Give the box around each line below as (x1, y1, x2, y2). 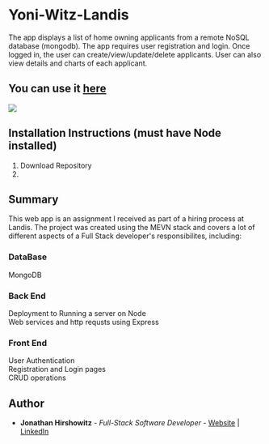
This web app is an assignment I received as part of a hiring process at (8, 214, 245, 224)
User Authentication (8, 356, 75, 365)
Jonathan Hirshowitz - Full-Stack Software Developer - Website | (19, 418, 240, 428)
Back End (8, 290, 46, 301)
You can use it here (8, 82, 107, 96)
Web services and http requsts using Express (8, 317, 159, 327)
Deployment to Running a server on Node (8, 308, 147, 318)
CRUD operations (8, 373, 66, 382)
